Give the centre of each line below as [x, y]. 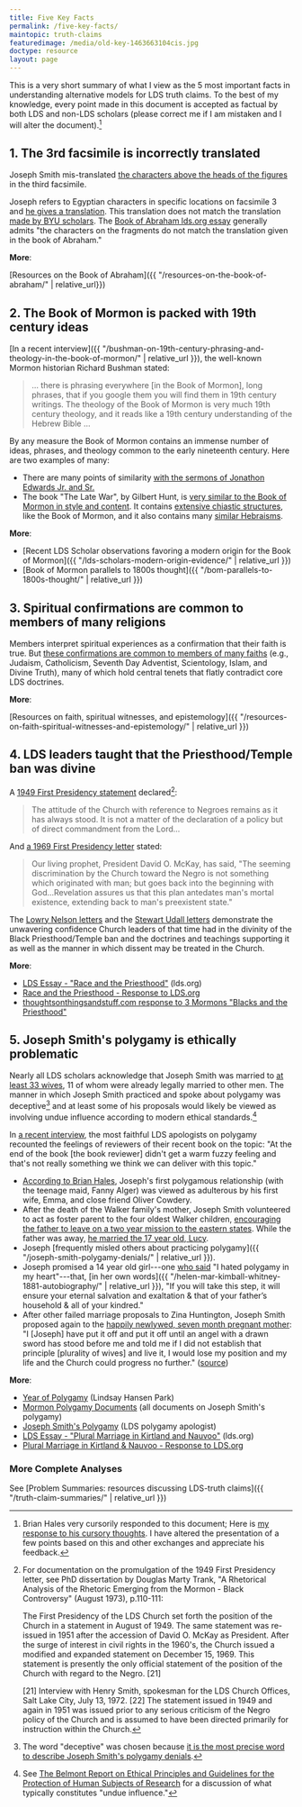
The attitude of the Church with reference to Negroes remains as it [155, 809]
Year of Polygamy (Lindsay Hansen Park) [98, 1397]
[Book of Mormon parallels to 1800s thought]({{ [110, 570]
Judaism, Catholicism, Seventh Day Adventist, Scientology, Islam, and [138, 663]
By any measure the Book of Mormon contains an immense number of [139, 441]
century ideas [49, 327]
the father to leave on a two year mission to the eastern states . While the [157, 1228]
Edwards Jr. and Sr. [58, 487]
